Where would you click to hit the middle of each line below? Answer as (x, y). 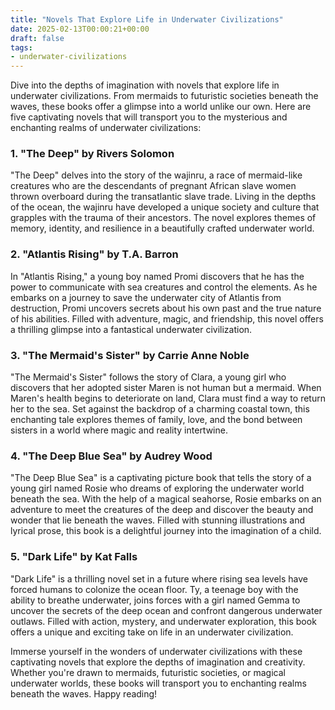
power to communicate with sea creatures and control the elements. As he (164, 287)
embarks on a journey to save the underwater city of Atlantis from (146, 297)
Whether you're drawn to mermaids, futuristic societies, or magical (148, 672)
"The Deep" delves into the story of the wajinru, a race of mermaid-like (156, 175)
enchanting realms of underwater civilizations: (106, 128)
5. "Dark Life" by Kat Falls (74, 557)
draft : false (37, 38)
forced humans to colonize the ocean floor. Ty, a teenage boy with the (154, 589)
